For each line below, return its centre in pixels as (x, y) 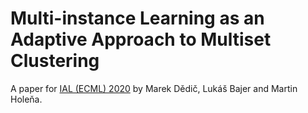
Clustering (55, 61)
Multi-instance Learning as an (137, 18)
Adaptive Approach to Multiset (141, 39)
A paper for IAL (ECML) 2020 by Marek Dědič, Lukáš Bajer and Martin (154, 88)
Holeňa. (26, 99)
